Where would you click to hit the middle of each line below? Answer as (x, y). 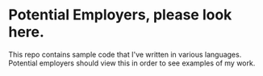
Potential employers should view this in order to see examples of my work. (132, 63)
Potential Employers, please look (120, 15)
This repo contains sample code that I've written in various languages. (125, 54)
